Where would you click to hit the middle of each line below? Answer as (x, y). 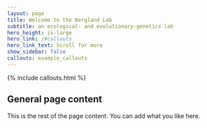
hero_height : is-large (40, 33)
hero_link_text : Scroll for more (55, 45)
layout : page (26, 13)
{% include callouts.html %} (47, 78)
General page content (55, 99)
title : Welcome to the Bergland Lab (59, 20)
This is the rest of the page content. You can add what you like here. (104, 116)
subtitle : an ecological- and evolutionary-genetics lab (90, 26)
